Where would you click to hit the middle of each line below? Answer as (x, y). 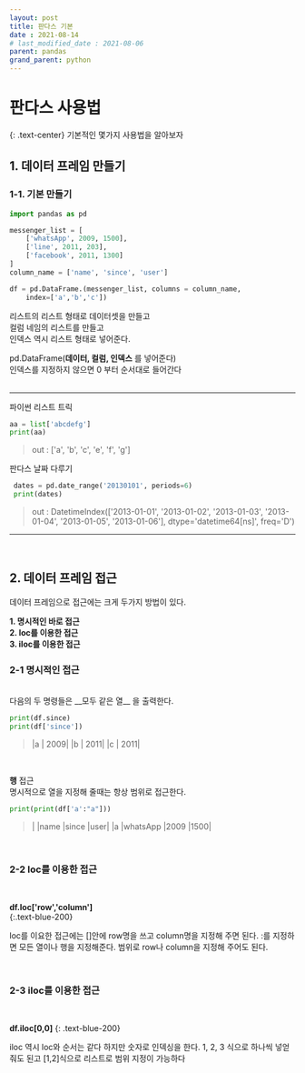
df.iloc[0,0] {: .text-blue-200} (65, 1028)
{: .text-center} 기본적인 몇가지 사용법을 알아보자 (97, 135)
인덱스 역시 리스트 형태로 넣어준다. (70, 338)
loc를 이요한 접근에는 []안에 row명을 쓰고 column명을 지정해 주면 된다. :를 (140, 936)
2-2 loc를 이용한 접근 (53, 869)
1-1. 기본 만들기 (41, 195)
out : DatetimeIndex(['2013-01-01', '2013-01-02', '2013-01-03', (147, 511)
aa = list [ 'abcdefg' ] (50, 424)
